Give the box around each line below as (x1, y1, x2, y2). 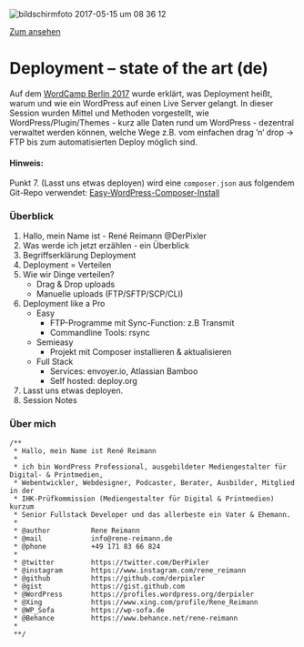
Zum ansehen (9, 26, 61, 36)
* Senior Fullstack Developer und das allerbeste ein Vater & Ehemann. (13, 510, 291, 519)
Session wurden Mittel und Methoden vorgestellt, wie (9, 107, 209, 118)
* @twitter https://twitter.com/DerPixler (13, 558, 209, 567)
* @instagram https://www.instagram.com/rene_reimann (13, 565, 247, 575)
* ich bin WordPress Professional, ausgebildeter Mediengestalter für (13, 462, 287, 471)
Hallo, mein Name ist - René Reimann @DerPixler (22, 230, 208, 241)
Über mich (9, 418, 56, 430)
